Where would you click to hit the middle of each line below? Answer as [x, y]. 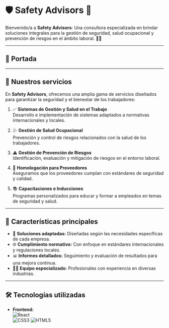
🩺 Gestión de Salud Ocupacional [48, 130]
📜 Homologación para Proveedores [50, 168]
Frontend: [23, 310]
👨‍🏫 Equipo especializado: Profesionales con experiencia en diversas [84, 269]
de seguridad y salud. [35, 201]
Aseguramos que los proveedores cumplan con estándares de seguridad [88, 173]
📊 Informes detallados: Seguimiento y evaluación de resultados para [85, 256]
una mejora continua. [34, 263]
